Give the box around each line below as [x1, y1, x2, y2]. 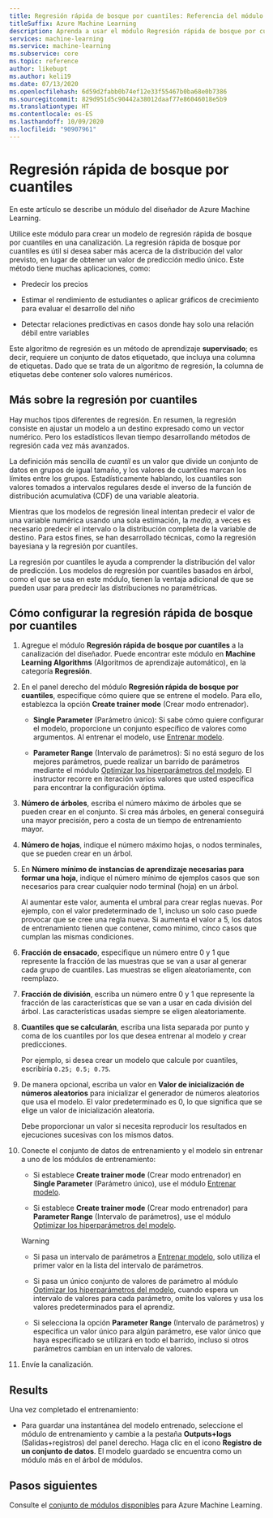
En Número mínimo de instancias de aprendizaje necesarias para [20, 865, 245, 874]
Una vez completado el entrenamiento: [9, 1405, 139, 1415]
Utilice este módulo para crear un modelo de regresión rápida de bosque [9, 228, 252, 238]
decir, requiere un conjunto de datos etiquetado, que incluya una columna [9, 352, 256, 362]
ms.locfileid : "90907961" [9, 125, 96, 133]
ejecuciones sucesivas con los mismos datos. [20, 1130, 174, 1140]
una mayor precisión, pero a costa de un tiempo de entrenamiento [20, 816, 242, 826]
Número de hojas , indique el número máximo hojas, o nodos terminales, [20, 840, 262, 850]
